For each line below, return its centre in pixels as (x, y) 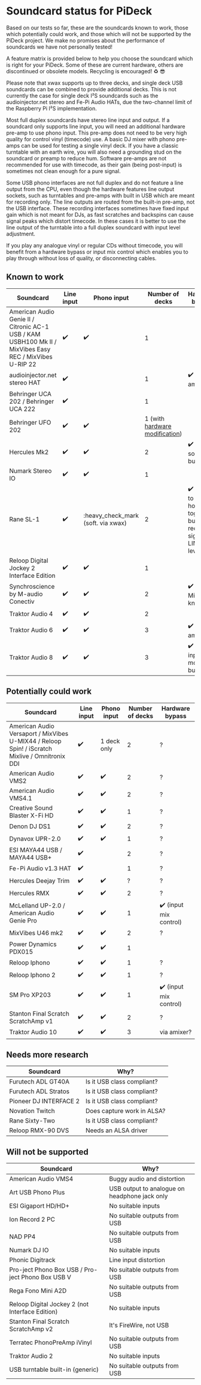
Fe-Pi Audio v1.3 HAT (40, 868)
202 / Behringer (32, 401)
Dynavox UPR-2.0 (35, 839)
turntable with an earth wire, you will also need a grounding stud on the (94, 152)
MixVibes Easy (30, 349)
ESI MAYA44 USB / (36, 850)
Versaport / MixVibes (39, 733)
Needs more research (47, 1054)
